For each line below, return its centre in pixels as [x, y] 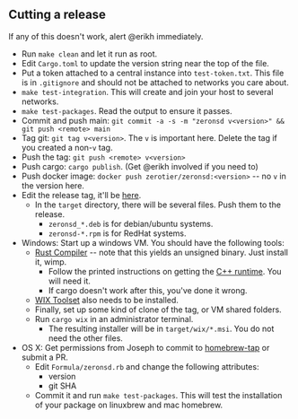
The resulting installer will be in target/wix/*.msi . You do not [161, 328]
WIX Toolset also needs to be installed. [106, 300]
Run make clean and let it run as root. [89, 54]
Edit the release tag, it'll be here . [81, 195]
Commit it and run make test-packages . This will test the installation [158, 395]
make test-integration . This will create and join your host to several [147, 92]
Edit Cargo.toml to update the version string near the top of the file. [145, 63]
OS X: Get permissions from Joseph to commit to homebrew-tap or [145, 347]
